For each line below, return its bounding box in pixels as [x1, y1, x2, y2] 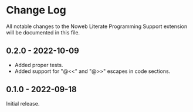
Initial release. [6, 100, 40, 107]
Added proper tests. [14, 61, 63, 68]
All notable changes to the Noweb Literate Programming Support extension [6, 23, 188, 30]
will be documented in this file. [6, 29, 80, 36]
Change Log [6, 3, 66, 17]
